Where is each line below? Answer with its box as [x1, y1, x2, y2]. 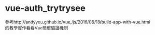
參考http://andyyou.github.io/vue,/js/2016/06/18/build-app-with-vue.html [5, 19, 151, 25]
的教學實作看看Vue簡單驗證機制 [5, 25, 69, 31]
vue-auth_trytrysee [5, 3, 86, 14]
